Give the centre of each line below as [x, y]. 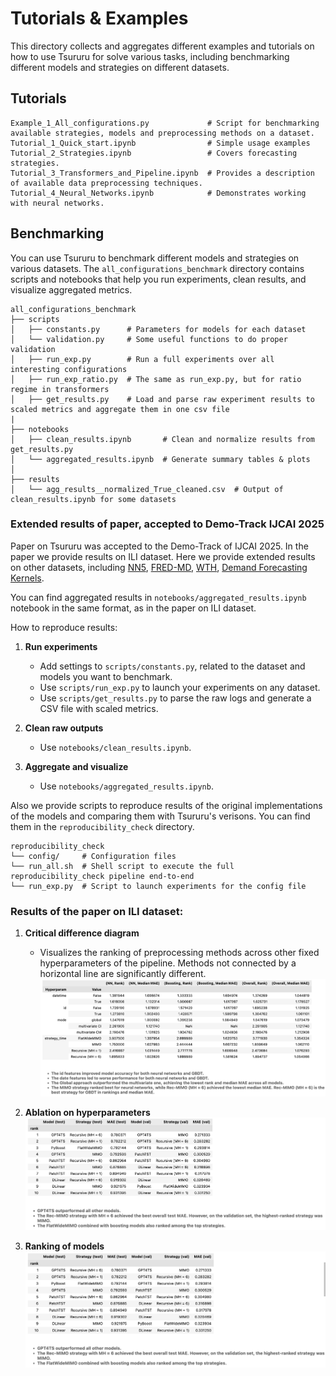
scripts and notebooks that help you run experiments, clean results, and [158, 279]
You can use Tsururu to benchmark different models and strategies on [155, 258]
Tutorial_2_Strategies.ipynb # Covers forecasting [154, 153]
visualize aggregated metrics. [71, 289]
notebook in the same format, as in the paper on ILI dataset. [133, 608]
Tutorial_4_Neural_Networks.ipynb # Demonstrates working [158, 193]
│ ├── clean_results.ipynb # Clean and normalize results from [162, 439]
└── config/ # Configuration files [93, 856]
